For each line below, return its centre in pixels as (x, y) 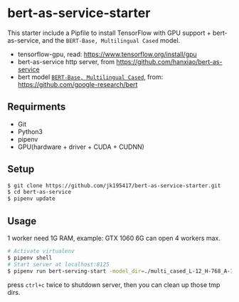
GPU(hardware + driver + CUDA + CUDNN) (81, 147)
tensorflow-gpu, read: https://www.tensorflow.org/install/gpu (107, 54)
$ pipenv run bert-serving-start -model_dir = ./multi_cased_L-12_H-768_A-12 (122, 271)
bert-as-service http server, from (66, 61)
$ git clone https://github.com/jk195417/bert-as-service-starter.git (114, 186)
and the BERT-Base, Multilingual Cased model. (111, 40)
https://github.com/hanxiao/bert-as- (169, 61)
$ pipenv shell (30, 258)
